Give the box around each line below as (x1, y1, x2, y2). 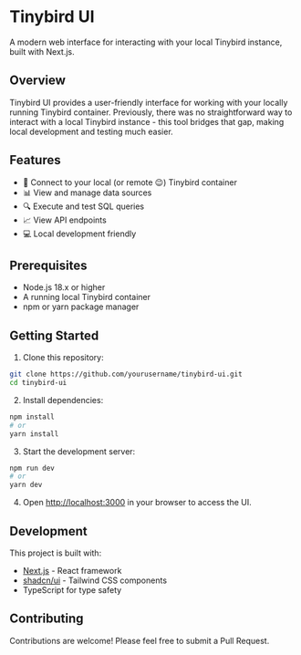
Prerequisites (9, 257, 88, 273)
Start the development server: (22, 445, 136, 457)
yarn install (9, 429, 59, 439)
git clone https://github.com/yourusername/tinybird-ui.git (9, 369, 244, 379)
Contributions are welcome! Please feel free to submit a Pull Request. (9, 635, 270, 646)
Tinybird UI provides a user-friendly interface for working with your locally (9, 97, 288, 108)
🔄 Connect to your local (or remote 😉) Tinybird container (22, 176, 237, 188)
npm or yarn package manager (22, 301, 140, 312)
